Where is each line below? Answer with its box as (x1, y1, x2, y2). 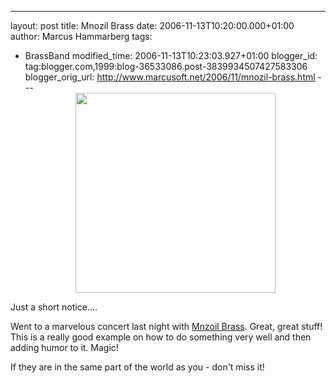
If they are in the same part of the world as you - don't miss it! (10, 361, 265, 373)
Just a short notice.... (10, 301, 98, 313)
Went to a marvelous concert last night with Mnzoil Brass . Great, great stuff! (10, 321, 323, 332)
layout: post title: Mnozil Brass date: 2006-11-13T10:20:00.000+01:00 (10, 20, 295, 31)
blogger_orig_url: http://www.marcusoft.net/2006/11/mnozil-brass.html (24, 71, 316, 83)
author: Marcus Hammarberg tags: (10, 31, 153, 42)
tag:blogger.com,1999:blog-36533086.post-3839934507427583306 (24, 61, 308, 72)
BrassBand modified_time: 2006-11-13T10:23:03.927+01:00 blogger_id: (24, 50, 318, 61)
